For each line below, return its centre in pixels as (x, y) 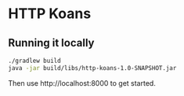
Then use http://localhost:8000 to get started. (82, 83)
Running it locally (51, 43)
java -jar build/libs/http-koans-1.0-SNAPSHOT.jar (92, 68)
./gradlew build (34, 61)
